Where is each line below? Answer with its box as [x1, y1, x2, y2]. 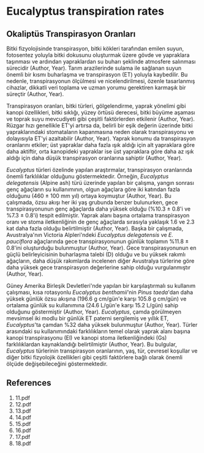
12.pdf [15, 400, 32, 408]
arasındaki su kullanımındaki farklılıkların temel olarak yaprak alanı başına [6, 328, 191, 335]
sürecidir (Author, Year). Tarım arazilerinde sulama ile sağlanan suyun [6, 64, 182, 72]
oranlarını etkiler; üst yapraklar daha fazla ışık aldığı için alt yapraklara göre [6, 141, 195, 148]
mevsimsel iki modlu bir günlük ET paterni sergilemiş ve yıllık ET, [6, 315, 169, 322]
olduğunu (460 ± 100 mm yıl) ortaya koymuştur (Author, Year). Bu [6, 192, 172, 200]
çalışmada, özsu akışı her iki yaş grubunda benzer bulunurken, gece [6, 199, 178, 206]
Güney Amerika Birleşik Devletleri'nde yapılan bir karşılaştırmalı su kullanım [6, 282, 196, 289]
